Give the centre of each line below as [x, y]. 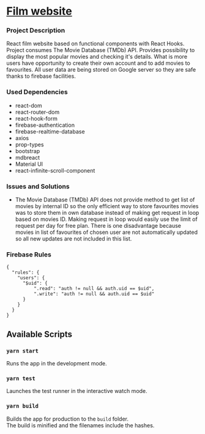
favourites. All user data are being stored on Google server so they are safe [101, 70]
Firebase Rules [29, 254]
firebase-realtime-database [50, 131]
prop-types [29, 144]
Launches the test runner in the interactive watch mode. [77, 391]
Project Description [36, 31]
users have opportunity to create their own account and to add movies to [99, 63]
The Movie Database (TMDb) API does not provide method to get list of [105, 200]
